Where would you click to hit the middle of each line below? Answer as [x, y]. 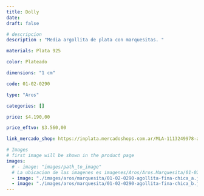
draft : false [23, 23]
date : [13, 18]
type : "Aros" [23, 95]
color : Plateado [27, 62]
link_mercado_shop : [31, 139]
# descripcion [24, 34]
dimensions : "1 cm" [31, 73]
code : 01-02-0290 [28, 84]
